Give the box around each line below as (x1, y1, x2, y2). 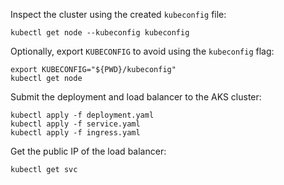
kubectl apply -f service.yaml (10, 119, 141, 129)
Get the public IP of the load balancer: (10, 145, 167, 157)
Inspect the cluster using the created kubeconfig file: (10, 9, 227, 20)
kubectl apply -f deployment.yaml (10, 110, 155, 120)
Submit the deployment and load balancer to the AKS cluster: (10, 91, 262, 103)
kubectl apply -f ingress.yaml (10, 128, 141, 138)
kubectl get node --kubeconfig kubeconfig (10, 28, 190, 38)
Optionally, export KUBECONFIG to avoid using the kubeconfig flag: (10, 45, 275, 57)
